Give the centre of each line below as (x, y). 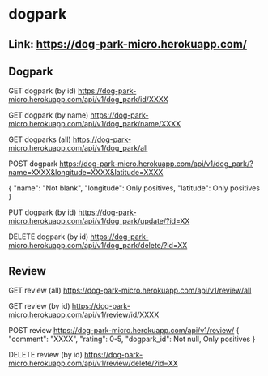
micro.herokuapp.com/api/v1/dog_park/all (78, 148)
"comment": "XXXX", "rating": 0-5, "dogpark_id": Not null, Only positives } (132, 339)
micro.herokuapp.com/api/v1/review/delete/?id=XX (93, 363)
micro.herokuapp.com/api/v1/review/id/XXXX (84, 315)
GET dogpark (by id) (43, 91)
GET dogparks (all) (40, 139)
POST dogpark (33, 164)
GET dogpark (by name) (49, 115)
